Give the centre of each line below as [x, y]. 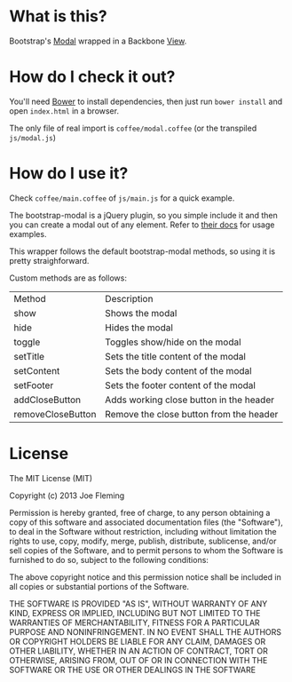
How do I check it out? [92, 77]
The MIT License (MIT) [51, 478]
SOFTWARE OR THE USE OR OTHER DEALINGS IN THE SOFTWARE [132, 670]
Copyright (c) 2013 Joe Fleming [67, 496]
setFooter [34, 385]
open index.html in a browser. [64, 111]
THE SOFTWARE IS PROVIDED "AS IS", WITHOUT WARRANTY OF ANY [138, 603]
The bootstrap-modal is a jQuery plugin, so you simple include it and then [143, 215]
